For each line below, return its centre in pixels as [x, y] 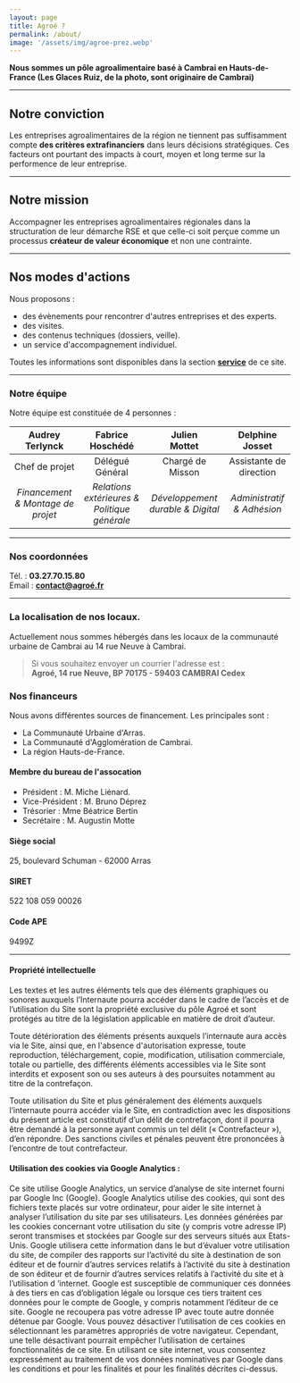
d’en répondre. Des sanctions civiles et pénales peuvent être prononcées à [147, 1138]
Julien [184, 434]
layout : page [33, 17]
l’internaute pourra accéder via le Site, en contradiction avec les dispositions [150, 1110]
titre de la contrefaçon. [51, 1083]
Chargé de [184, 461]
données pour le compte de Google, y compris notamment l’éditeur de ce [144, 1303]
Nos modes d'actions [70, 277]
